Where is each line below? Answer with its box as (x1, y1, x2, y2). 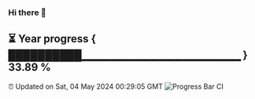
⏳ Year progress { (8, 32, 97, 46)
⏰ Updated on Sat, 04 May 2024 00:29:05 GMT (8, 82, 164, 91)
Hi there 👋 (8, 7, 47, 18)
